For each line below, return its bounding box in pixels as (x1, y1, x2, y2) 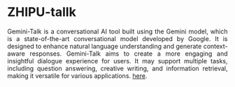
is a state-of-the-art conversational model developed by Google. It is (7, 34, 228, 42)
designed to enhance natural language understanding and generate (7, 42, 202, 50)
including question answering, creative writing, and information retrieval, (7, 64, 228, 72)
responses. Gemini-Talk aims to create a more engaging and (29, 49, 228, 58)
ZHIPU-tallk (7, 4, 77, 20)
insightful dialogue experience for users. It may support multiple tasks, (7, 56, 228, 65)
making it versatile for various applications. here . (7, 71, 148, 80)
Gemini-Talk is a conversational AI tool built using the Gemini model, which (7, 27, 228, 35)
